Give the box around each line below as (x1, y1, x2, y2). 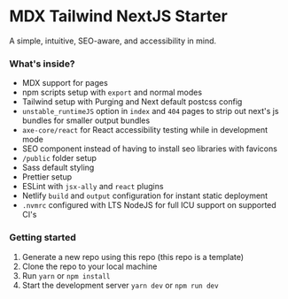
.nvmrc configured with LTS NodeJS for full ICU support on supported (21, 200, 276, 211)
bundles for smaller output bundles (21, 115, 151, 126)
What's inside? (9, 57, 75, 70)
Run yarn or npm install (21, 270, 111, 280)
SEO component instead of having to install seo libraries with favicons (21, 143, 277, 154)
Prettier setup (21, 172, 73, 182)
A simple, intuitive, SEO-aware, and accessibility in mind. (9, 35, 217, 46)
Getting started (9, 232, 77, 244)
